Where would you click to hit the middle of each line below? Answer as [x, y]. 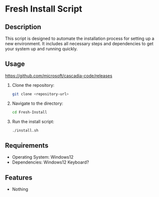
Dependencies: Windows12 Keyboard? [50, 162]
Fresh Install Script [44, 9]
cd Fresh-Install [30, 112]
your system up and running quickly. [41, 49]
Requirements [27, 145]
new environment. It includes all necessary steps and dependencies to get [79, 44]
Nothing [20, 189]
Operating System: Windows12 [43, 157]
